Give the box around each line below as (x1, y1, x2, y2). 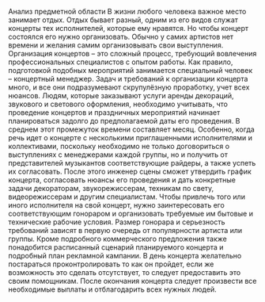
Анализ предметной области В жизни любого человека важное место (8, 7, 247, 16)
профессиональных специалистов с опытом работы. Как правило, (8, 57, 233, 67)
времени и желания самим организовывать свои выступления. (8, 40, 224, 50)
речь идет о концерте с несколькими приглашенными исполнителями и (8, 133, 253, 142)
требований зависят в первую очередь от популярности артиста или (8, 226, 243, 235)
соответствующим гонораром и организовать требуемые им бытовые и (8, 209, 253, 218)
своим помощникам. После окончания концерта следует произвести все (8, 277, 257, 285)
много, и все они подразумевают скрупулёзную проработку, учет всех (8, 82, 250, 92)
